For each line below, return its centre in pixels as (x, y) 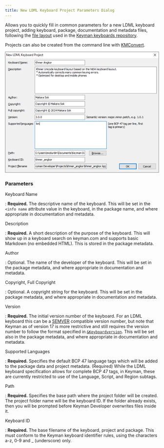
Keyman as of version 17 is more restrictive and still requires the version (77, 327)
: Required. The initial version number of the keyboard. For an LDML (74, 316)
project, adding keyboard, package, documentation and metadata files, (76, 30)
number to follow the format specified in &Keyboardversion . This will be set (80, 332)
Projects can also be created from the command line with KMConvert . (75, 45)
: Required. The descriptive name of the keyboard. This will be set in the (78, 204)
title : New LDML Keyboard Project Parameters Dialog (60, 10)
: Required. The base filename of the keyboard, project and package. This (80, 430)
